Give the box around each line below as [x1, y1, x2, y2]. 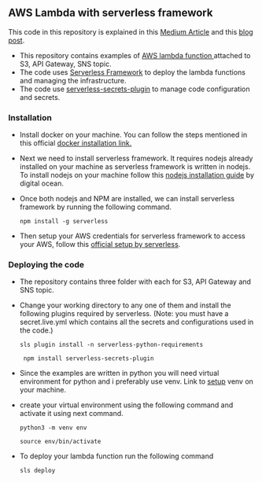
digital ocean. [19, 178, 65, 188]
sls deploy [19, 467, 56, 475]
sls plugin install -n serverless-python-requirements [19, 341, 204, 349]
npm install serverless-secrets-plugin [23, 355, 154, 362]
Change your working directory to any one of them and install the [19, 300, 231, 310]
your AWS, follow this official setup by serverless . [19, 240, 181, 249]
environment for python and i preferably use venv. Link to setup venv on [19, 377, 254, 386]
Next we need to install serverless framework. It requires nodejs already [19, 153, 253, 164]
